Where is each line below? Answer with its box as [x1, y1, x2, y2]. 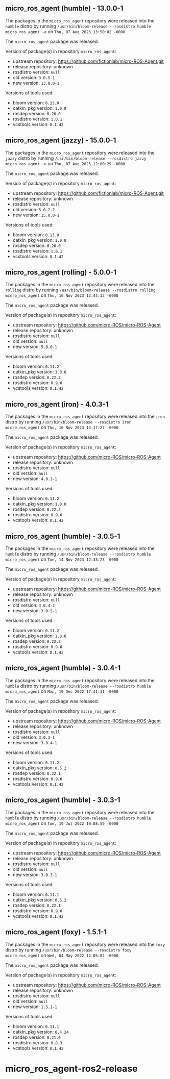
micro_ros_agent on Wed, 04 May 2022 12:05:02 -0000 [5, 952, 118, 958]
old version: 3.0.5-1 [12, 74, 55, 81]
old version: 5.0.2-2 [12, 206, 55, 212]
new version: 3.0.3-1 [12, 871, 57, 877]
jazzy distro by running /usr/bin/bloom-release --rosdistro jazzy [5, 155, 147, 161]
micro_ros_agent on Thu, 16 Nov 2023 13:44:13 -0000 [5, 292, 118, 298]
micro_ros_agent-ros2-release [5, 1063, 138, 1074]
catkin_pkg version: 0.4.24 [12, 1028, 69, 1035]
